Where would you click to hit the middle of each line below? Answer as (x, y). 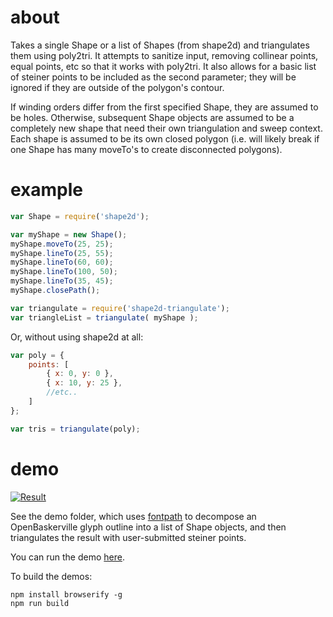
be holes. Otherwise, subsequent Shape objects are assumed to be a (152, 117)
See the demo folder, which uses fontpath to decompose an (133, 516)
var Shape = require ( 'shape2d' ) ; (80, 216)
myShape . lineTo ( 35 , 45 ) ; (62, 281)
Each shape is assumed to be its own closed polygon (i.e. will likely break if (165, 138)
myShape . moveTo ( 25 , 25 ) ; (62, 244)
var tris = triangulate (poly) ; (75, 429)
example (47, 190)
